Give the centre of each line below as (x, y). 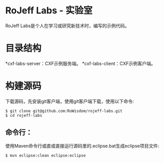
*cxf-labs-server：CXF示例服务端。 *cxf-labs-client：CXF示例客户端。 (80, 63)
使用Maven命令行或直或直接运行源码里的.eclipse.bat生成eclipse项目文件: (82, 146)
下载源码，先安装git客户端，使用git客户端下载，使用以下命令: (70, 101)
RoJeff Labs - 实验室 (49, 11)
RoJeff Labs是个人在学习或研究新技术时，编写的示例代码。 (67, 26)
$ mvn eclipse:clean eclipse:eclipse (46, 155)
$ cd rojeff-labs (24, 115)
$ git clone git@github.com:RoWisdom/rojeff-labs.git (64, 111)
